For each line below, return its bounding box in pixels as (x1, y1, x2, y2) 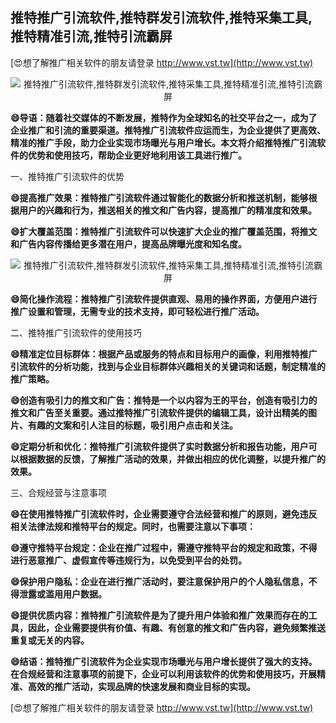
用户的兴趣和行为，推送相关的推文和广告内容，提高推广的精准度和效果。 (18, 204, 317, 216)
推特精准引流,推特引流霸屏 (10, 28, 173, 45)
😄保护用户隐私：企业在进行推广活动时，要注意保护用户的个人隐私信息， (10, 575, 309, 587)
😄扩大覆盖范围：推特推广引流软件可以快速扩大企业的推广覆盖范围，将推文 (10, 225, 318, 237)
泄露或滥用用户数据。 (18, 588, 107, 600)
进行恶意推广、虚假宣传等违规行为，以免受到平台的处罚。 (10, 554, 247, 566)
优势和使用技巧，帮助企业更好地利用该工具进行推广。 (27, 149, 247, 161)
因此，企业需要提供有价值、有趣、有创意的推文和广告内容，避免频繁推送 (27, 621, 326, 633)
